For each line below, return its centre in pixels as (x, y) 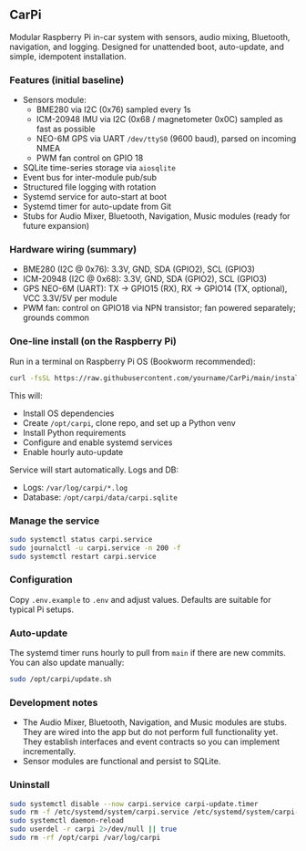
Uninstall (30, 785)
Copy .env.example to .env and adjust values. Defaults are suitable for (140, 599)
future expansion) (56, 226)
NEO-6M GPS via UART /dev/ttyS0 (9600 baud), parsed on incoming (166, 139)
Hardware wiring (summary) (73, 250)
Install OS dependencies (68, 413)
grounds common (56, 317)
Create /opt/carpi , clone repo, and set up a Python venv (129, 422)
